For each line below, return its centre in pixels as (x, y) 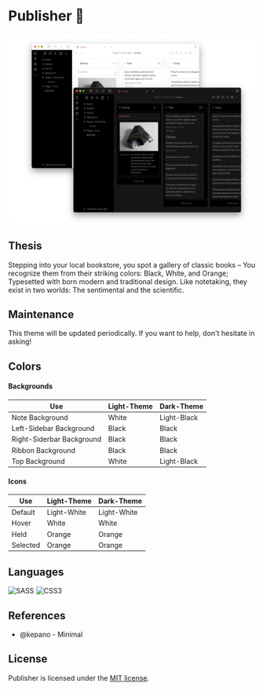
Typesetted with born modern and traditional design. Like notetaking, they (128, 281)
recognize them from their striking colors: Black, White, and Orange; (119, 273)
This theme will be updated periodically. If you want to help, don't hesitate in (131, 334)
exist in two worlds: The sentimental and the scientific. (96, 290)
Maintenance (41, 314)
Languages (36, 572)
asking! (20, 341)
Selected (26, 545)
